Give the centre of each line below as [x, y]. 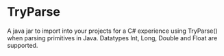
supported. [23, 45]
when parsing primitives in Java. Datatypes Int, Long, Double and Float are [112, 38]
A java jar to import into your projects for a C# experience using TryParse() [112, 31]
